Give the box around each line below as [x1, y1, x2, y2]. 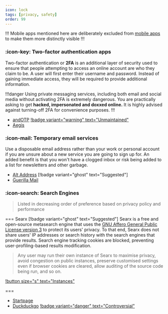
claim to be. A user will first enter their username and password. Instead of [5, 70, 159, 76]
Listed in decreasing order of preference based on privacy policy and [17, 201, 161, 207]
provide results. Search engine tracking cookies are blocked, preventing [5, 237, 154, 244]
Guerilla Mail [12, 177, 39, 183]
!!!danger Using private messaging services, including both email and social [5, 91, 161, 97]
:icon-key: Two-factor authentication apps [5, 48, 111, 55]
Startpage [12, 297, 34, 304]
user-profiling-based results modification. [5, 243, 92, 249]
